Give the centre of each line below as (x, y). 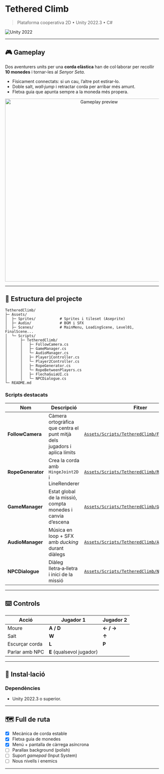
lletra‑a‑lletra (63, 568)
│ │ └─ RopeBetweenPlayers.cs (43, 370)
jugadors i (60, 446)
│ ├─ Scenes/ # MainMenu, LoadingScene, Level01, (70, 327)
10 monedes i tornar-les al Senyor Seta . (45, 72)
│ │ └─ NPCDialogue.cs (36, 378)
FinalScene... (20, 331)
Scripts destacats (26, 395)
